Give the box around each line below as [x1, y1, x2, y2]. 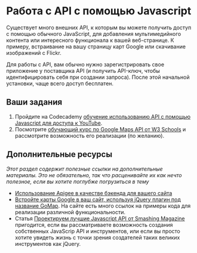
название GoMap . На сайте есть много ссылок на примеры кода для [14, 202, 191, 209]
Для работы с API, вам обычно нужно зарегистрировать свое [6, 61, 165, 68]
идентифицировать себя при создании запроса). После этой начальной [6, 73, 190, 81]
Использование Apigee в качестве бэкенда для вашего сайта [14, 189, 173, 196]
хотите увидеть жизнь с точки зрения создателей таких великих [14, 234, 180, 241]
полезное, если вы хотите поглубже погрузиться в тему [6, 178, 149, 185]
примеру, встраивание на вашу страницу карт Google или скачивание [6, 43, 186, 50]
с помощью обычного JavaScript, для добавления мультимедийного [6, 30, 181, 37]
